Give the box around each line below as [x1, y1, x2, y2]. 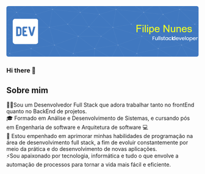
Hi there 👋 [6, 66, 37, 75]
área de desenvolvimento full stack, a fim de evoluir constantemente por [6, 139, 189, 146]
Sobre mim [6, 85, 49, 96]
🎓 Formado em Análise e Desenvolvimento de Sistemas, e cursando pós [6, 114, 190, 122]
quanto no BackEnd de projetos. [6, 108, 87, 115]
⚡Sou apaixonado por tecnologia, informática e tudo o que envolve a [6, 152, 179, 159]
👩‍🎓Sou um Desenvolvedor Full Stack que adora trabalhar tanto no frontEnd [6, 101, 195, 109]
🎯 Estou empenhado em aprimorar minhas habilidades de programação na [6, 133, 193, 140]
